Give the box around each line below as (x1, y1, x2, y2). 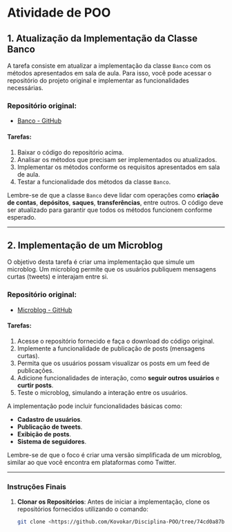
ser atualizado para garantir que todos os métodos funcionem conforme (7, 206, 213, 214)
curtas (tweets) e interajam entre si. (7, 272, 108, 281)
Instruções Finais (7, 481, 67, 491)
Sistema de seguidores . (17, 437, 87, 445)
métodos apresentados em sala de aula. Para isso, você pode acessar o (7, 69, 212, 77)
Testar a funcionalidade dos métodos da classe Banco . (17, 177, 171, 186)
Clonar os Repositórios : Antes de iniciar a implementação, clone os (17, 497, 211, 506)
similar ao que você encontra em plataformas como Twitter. (7, 458, 177, 466)
